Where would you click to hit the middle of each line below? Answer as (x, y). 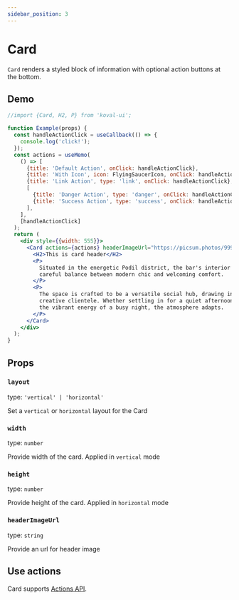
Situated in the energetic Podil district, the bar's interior (135, 268)
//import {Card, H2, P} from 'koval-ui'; (70, 116)
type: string (26, 535)
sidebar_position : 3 (38, 14)
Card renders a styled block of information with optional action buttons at (114, 69)
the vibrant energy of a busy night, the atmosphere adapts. (131, 307)
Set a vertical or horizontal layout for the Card (78, 410)
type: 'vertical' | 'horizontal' (56, 397)
